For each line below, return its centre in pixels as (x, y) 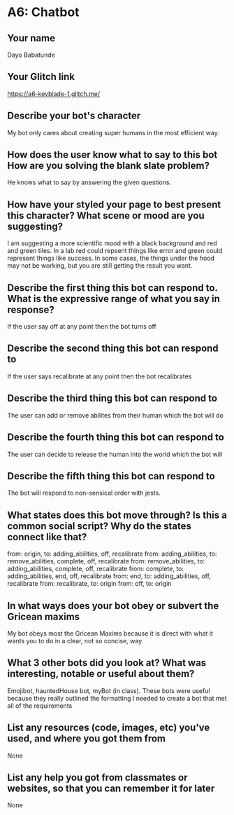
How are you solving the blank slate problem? (108, 166)
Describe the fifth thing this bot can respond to (111, 476)
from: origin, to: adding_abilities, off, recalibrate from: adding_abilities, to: (112, 554)
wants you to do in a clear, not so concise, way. (75, 641)
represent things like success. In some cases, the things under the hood (111, 258)
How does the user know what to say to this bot (112, 155)
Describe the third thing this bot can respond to (112, 398)
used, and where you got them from (87, 739)
